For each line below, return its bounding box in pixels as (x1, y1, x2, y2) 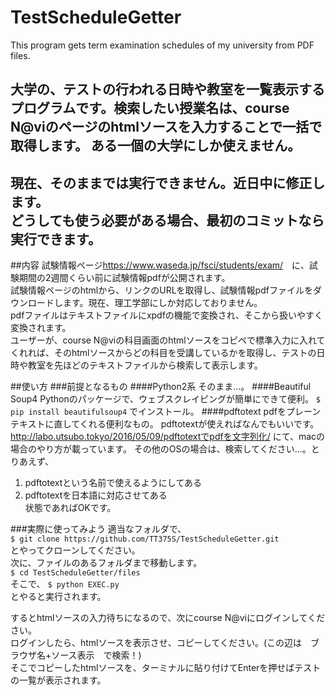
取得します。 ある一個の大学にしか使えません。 (10, 137, 302, 155)
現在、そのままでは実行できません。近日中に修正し (10, 174, 326, 191)
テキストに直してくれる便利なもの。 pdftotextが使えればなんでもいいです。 (10, 418, 320, 430)
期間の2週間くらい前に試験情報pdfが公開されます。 (18, 272, 231, 284)
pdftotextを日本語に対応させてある (24, 489, 168, 501)
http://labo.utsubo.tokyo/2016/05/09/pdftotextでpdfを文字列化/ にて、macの (10, 431, 326, 443)
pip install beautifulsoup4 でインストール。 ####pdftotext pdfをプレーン (10, 406, 322, 418)
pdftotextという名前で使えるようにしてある (24, 477, 203, 489)
